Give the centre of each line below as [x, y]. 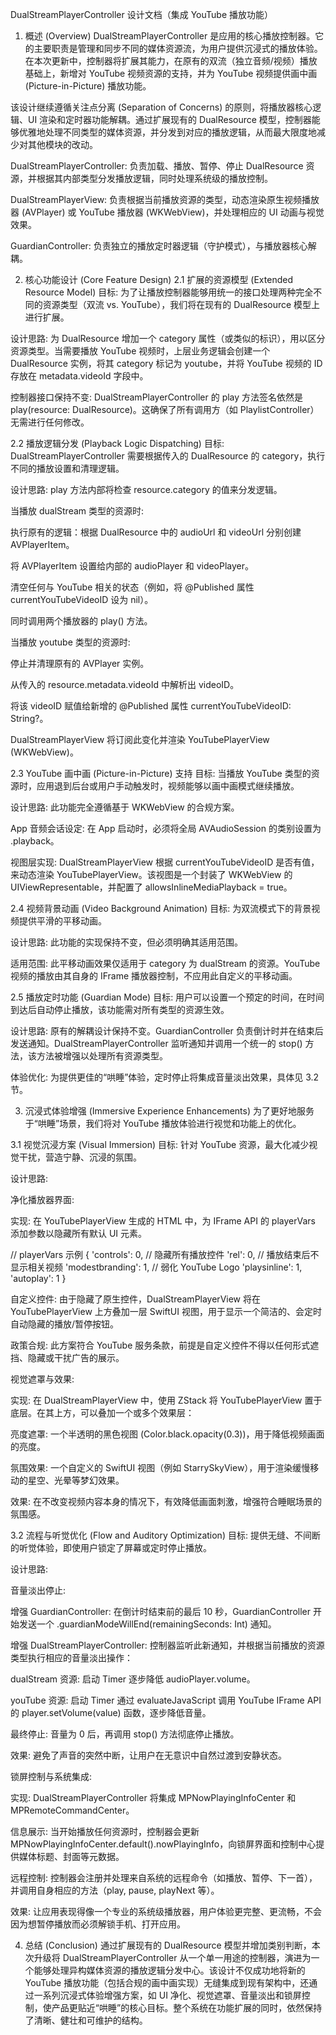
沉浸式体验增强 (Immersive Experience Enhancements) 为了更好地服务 [169, 1111]
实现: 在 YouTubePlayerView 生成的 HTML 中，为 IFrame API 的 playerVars [163, 1221]
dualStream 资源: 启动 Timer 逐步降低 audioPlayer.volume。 [133, 1679]
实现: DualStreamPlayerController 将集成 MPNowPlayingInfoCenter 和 [153, 1797]
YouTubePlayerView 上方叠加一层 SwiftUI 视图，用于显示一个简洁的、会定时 [166, 1311]
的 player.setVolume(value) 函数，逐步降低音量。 [111, 1712]
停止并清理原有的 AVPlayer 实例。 [80, 663]
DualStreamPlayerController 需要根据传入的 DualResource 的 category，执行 [168, 456]
